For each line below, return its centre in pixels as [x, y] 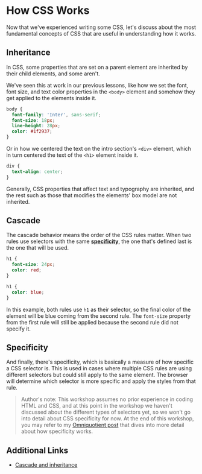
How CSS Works [48, 11]
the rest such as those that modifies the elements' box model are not [92, 195]
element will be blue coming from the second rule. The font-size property [99, 316]
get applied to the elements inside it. [51, 98]
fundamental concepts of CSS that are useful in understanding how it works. [101, 33]
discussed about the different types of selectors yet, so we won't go [106, 412]
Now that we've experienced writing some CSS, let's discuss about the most [101, 27]
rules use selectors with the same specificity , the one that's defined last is [99, 241]
